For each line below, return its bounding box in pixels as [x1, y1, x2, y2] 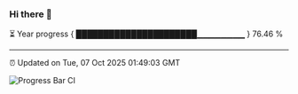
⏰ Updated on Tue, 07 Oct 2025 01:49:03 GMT [9, 58, 181, 68]
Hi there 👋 [9, 8, 53, 20]
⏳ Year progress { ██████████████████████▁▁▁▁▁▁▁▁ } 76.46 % [9, 28, 284, 39]
